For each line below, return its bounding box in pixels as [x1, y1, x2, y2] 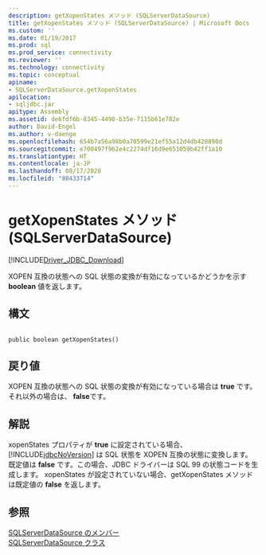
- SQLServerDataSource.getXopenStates [8, 85, 137, 94]
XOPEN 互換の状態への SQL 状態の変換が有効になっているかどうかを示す [8, 272, 247, 281]
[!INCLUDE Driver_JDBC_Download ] [8, 255, 125, 264]
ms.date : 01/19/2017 [8, 33, 77, 42]
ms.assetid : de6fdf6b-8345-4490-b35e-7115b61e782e [8, 115, 180, 123]
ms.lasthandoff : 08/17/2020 [8, 167, 102, 175]
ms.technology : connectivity [8, 64, 105, 72]
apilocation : [8, 93, 52, 101]
